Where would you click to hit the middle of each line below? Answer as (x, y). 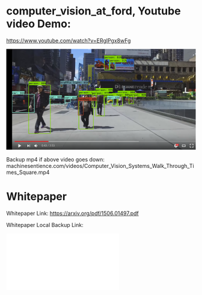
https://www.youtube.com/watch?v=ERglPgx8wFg (69, 40)
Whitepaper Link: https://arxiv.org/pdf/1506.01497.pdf (73, 213)
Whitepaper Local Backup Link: (45, 225)
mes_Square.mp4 (28, 172)
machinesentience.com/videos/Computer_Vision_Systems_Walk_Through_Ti (100, 166)
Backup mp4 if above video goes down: (56, 160)
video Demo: (38, 24)
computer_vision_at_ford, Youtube (94, 11)
